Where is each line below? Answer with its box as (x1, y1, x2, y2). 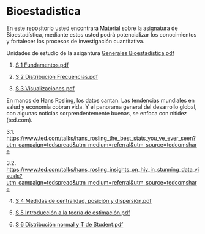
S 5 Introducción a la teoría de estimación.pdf (15, 209, 130, 216)
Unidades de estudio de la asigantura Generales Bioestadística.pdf (6, 49, 174, 56)
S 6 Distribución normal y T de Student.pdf (15, 221, 124, 228)
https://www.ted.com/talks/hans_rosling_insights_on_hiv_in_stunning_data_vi (6, 166, 199, 173)
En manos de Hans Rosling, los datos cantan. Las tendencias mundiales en (6, 97, 195, 104)
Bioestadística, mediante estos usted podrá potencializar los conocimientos (6, 31, 197, 38)
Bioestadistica (6, 4, 81, 18)
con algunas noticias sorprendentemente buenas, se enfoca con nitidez (6, 109, 187, 117)
